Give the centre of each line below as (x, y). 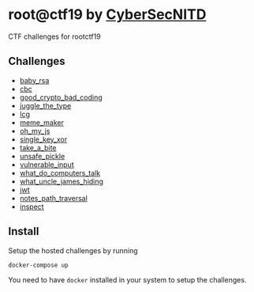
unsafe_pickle (42, 156)
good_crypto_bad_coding (61, 97)
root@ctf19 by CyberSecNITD (107, 15)
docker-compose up (38, 265)
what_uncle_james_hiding (62, 181)
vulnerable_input (47, 165)
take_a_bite (38, 147)
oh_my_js (35, 131)
